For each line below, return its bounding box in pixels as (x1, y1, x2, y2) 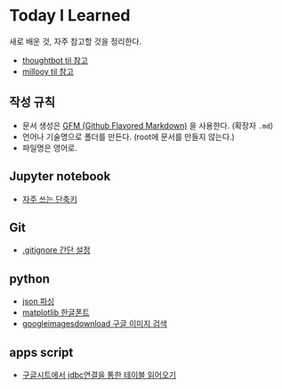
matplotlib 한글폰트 (21, 307, 91, 318)
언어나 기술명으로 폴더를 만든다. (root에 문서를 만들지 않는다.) (21, 131, 236, 142)
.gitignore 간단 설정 (21, 244, 91, 255)
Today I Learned (9, 5, 131, 26)
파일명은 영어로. (21, 142, 77, 153)
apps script (9, 344, 74, 360)
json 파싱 (21, 296, 55, 307)
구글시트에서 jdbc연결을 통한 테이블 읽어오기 (21, 369, 176, 380)
